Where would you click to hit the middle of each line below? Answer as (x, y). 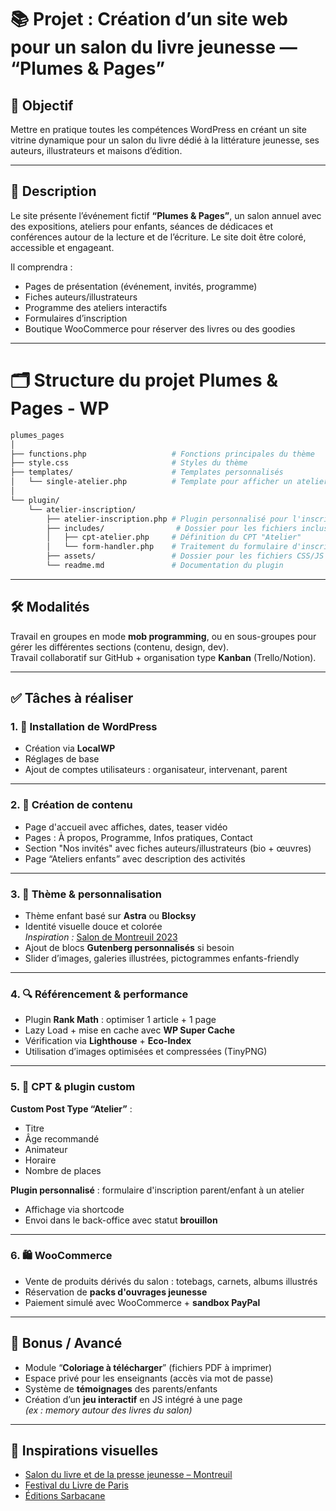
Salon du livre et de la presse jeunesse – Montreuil (128, 1475)
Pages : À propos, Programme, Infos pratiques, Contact (138, 837)
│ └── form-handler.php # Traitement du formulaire (167, 547)
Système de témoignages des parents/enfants (121, 1388)
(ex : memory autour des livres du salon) (108, 1410)
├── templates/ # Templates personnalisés (147, 472)
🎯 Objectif (42, 105)
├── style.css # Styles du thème (129, 463)
